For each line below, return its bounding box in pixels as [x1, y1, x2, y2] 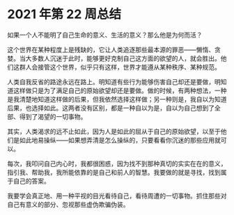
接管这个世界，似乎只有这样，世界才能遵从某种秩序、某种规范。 [37, 63, 221, 71]
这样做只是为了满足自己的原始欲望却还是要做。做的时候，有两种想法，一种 [13, 86, 227, 95]
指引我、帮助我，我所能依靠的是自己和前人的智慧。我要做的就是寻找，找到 [7, 168, 221, 176]
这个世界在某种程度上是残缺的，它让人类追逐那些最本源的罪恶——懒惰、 [7, 45, 214, 54]
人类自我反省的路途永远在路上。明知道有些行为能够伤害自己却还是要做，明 [7, 77, 221, 86]
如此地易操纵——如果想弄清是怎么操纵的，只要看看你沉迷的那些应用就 [19, 136, 221, 144]
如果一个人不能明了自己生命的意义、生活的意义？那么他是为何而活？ [7, 31, 203, 39]
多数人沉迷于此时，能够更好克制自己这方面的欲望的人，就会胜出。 [31, 54, 221, 63]
